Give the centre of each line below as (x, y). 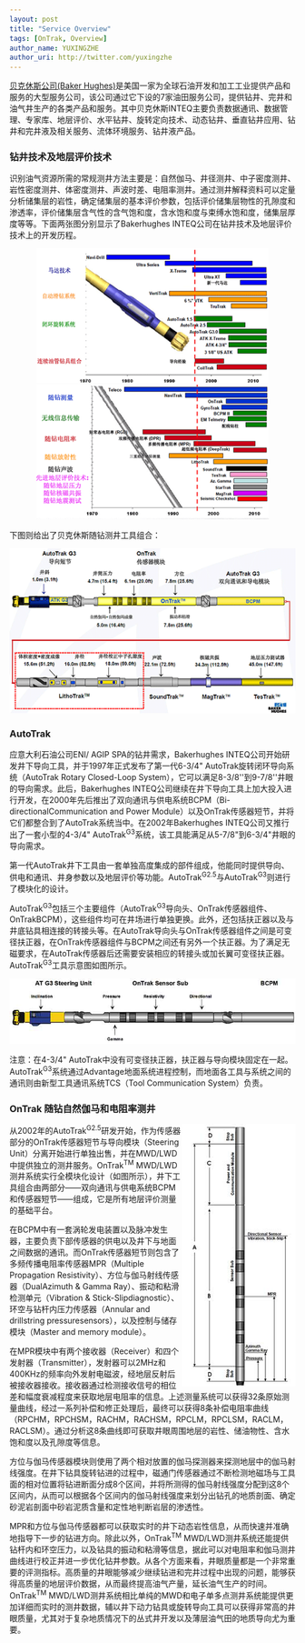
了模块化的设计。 (41, 888)
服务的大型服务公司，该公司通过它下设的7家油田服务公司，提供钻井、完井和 (151, 97)
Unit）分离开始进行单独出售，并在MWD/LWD (93, 1153)
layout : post (34, 19)
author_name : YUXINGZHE (54, 48)
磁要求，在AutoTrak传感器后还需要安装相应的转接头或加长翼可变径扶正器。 (149, 954)
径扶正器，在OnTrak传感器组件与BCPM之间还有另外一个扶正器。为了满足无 (150, 942)
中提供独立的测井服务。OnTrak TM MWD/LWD (93, 1164)
